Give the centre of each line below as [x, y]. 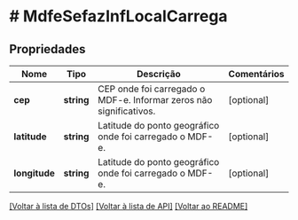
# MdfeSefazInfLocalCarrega [118, 16]
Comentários [256, 74]
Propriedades [47, 49]
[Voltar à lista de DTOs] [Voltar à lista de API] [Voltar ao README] [129, 206]
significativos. [126, 111]
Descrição [159, 74]
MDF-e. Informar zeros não [155, 100]
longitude [34, 173]
